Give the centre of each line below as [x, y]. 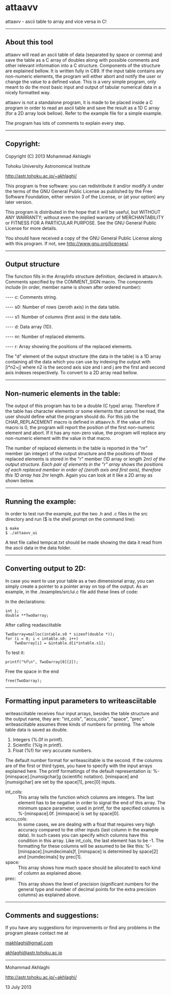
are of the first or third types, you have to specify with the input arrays [79, 766]
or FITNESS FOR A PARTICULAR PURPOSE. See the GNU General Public [81, 223]
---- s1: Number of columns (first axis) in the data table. [64, 317]
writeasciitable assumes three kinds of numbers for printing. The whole [80, 724]
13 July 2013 [18, 987]
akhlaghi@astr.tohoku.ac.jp [34, 953]
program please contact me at [37, 933]
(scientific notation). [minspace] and [100, 776]
